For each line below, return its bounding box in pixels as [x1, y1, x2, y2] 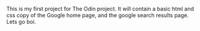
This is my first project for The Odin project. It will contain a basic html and [6, 5, 194, 12]
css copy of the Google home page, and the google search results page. [6, 12, 189, 19]
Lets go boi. [6, 18, 37, 25]
